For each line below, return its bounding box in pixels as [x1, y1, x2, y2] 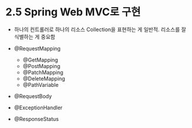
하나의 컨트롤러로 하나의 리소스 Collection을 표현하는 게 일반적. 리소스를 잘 [14, 26, 187, 33]
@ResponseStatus [14, 115, 59, 122]
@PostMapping [22, 62, 61, 69]
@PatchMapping [22, 69, 64, 76]
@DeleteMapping [22, 75, 65, 82]
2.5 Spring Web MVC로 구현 [5, 5, 141, 19]
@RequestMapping [14, 45, 61, 52]
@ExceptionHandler [14, 104, 63, 111]
